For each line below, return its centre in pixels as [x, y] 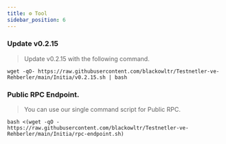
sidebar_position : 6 [37, 20]
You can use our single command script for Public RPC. [102, 110]
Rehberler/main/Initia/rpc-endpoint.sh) [66, 134]
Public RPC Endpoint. [43, 95]
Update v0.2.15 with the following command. [87, 58]
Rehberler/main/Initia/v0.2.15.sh [57, 77]
